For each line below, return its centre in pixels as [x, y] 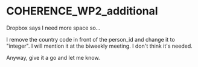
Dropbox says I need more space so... [53, 28]
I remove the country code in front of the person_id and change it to [91, 39]
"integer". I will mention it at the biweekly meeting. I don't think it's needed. [99, 46]
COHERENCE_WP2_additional [82, 11]
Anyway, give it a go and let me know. [53, 57]
